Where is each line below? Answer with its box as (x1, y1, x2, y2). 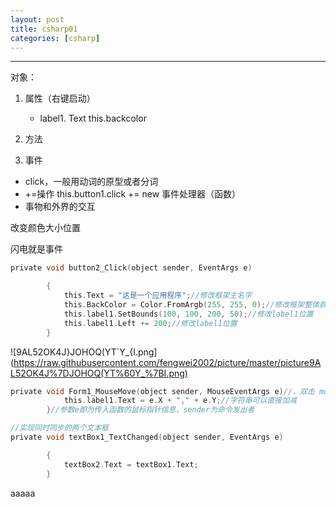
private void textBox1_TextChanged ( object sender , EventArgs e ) (10, 432, 284, 442)
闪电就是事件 (10, 243, 63, 255)
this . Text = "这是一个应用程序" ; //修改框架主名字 (63, 291, 253, 301)
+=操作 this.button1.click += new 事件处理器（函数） (24, 188, 242, 200)
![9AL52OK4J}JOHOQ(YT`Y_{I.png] (10, 346, 158, 358)
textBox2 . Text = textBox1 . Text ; (63, 459, 199, 470)
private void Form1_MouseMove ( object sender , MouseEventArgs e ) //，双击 (10, 386, 315, 396)
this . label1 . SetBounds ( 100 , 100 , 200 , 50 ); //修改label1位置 (63, 309, 314, 319)
